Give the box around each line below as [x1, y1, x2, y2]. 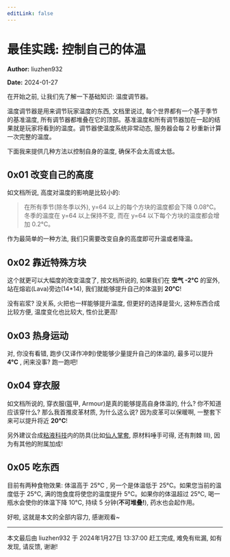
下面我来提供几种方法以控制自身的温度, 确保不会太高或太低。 [7, 147, 179, 155]
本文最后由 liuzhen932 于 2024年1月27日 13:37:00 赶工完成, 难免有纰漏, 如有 [7, 534, 222, 542]
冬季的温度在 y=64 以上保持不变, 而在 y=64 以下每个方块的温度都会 [23, 212, 214, 220]
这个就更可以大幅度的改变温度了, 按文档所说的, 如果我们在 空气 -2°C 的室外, [7, 276, 220, 284]
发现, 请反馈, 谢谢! [7, 542, 58, 550]
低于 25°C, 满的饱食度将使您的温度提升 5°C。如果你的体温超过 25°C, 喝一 [12, 489, 220, 497]
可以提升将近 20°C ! [12, 416, 68, 425]
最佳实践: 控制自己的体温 [7, 42, 146, 57]
